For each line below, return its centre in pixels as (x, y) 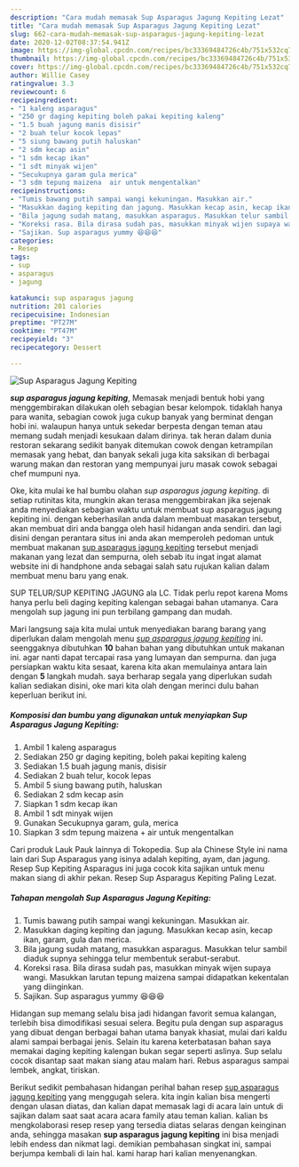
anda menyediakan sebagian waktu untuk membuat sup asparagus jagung (146, 509)
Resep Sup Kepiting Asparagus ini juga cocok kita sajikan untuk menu (138, 868)
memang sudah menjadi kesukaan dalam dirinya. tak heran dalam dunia (141, 436)
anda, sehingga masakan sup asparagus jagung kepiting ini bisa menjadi (144, 1134)
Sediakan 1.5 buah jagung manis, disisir (95, 766)
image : (22, 51)
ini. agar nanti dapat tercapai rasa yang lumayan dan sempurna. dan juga (143, 657)
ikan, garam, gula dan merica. (77, 939)
